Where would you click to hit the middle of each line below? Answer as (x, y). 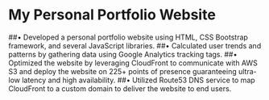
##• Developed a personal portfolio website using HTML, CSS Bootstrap (128, 37)
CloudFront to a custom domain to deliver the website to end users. (120, 88)
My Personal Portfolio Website (112, 15)
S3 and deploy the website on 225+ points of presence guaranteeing (122, 71)
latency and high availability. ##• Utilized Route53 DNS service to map (138, 80)
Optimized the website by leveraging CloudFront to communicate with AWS (133, 63)
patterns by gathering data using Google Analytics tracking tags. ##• (123, 54)
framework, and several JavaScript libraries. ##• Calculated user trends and (135, 45)
